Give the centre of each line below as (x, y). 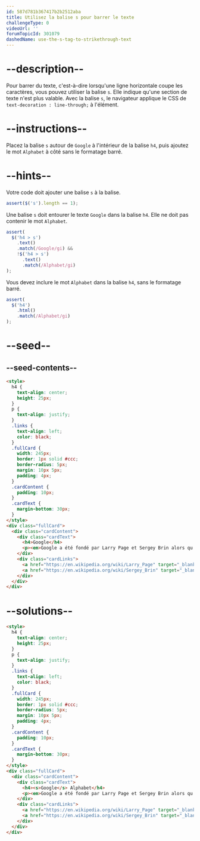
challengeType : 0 (28, 23)
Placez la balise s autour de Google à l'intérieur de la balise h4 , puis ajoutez (97, 145)
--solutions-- (40, 611)
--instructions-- (47, 129)
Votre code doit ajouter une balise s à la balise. (63, 192)
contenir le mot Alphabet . (37, 221)
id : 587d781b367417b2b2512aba (44, 12)
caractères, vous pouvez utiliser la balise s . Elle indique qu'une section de (97, 92)
